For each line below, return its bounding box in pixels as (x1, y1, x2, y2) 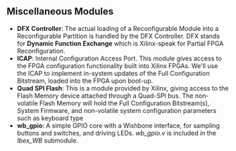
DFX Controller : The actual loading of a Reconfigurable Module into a (16, 24, 219, 32)
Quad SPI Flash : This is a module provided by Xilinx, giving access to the (16, 84, 229, 92)
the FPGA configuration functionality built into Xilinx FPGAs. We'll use (16, 61, 218, 70)
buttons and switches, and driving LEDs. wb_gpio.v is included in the (16, 129, 216, 137)
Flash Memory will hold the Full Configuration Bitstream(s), (39, 98, 210, 107)
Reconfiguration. (16, 46, 66, 55)
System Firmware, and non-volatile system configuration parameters (16, 106, 217, 114)
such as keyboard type (16, 114, 84, 122)
